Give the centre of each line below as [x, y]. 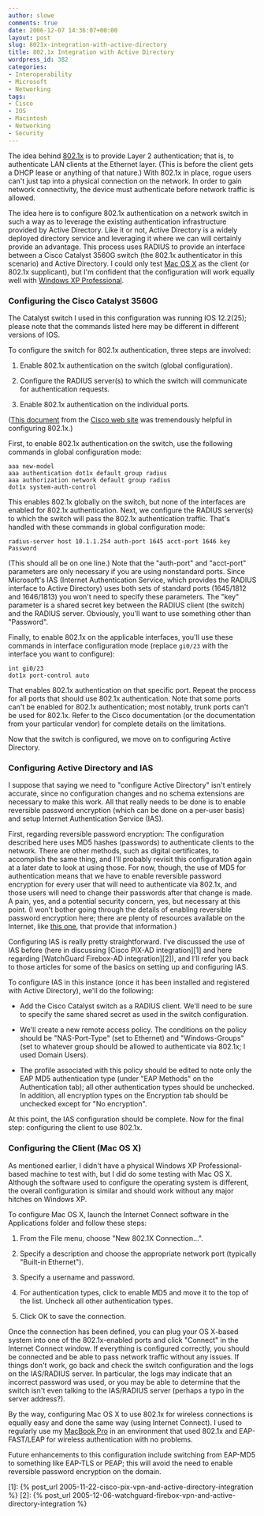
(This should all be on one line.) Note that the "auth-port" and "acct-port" [127, 563]
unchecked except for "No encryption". [83, 1104]
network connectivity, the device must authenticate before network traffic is [132, 189]
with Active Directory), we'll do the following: [81, 991]
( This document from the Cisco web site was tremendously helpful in [120, 419]
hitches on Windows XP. [48, 1199]
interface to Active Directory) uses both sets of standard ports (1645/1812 [127, 588]
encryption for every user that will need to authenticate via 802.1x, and [123, 885]
